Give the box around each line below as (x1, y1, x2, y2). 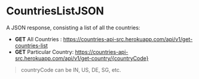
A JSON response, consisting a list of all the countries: (6, 24, 140, 31)
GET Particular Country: (14, 48, 74, 55)
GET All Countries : (14, 35, 62, 42)
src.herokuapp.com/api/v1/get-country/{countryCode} (14, 54, 149, 62)
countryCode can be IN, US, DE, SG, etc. (20, 66, 121, 73)
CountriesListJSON (6, 4, 105, 18)
